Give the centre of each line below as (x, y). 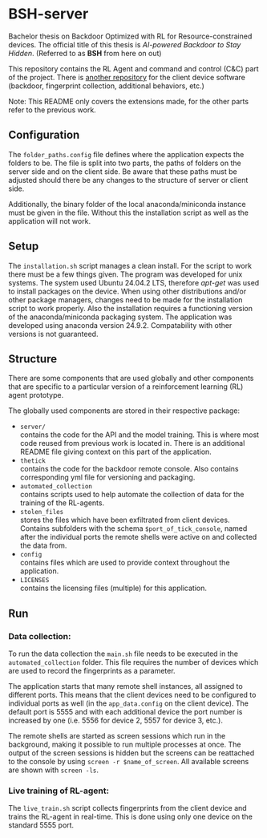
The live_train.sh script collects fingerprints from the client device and (127, 808)
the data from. (43, 545)
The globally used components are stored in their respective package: (124, 411)
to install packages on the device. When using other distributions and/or (127, 291)
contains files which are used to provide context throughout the (125, 563)
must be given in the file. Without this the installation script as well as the (129, 213)
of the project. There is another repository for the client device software (127, 77)
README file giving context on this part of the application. (116, 452)
